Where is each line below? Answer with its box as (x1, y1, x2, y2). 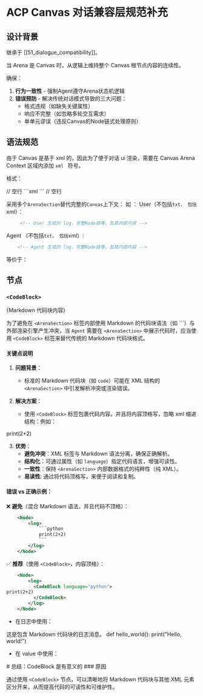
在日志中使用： (15, 617, 53, 625)
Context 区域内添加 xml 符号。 (6, 162, 84, 169)
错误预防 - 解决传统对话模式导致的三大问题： (15, 95, 127, 102)
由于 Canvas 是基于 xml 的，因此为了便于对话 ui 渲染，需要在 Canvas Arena (6, 154, 195, 161)
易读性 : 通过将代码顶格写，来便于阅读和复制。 (24, 473, 139, 480)
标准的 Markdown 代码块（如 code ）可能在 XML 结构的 (24, 377, 161, 385)
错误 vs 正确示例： (6, 488, 53, 495)
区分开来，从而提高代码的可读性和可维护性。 (6, 683, 118, 691)
